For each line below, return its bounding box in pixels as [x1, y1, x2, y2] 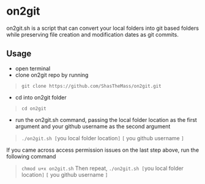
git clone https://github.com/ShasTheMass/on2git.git [21, 83, 162, 89]
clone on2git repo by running [15, 71, 89, 79]
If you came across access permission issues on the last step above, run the [6, 146, 199, 154]
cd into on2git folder [15, 93, 67, 101]
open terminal [15, 65, 51, 72]
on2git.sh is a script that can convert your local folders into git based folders [6, 24, 199, 32]
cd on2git [21, 105, 47, 111]
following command [6, 152, 56, 160]
